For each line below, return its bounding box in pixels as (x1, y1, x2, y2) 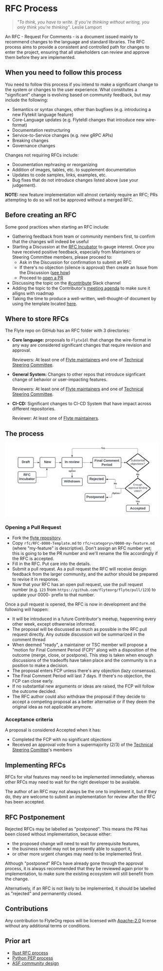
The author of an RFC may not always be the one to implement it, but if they (5, 789, 157, 795)
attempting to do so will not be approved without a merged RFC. (5, 197, 133, 203)
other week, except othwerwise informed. (12, 621, 96, 627)
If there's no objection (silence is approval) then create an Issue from (19, 264, 158, 270)
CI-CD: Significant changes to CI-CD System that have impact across (12, 400, 152, 407)
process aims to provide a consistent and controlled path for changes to (5, 44, 150, 50)
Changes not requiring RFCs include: (5, 152, 79, 158)
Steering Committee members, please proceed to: (12, 254, 113, 260)
